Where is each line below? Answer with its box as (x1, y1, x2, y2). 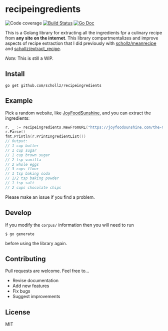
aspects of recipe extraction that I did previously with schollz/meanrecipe (5, 40, 156, 46)
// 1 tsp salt (5, 181, 35, 186)
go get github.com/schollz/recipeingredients (5, 83, 101, 88)
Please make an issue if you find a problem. (5, 194, 95, 200)
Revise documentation (12, 278, 59, 284)
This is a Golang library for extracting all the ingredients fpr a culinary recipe (5, 29, 162, 35)
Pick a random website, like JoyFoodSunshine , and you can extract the (5, 110, 151, 116)
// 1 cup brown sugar (5, 152, 50, 158)
